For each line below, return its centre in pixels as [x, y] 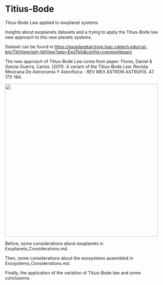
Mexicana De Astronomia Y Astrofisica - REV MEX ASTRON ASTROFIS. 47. [80, 71]
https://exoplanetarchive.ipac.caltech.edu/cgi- [101, 46]
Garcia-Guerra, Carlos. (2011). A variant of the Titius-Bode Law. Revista [77, 66]
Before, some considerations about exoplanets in [54, 243]
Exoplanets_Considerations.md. [37, 248]
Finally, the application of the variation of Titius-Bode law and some [73, 273]
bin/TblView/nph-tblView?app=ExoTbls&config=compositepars [69, 52]
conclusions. [18, 278]
